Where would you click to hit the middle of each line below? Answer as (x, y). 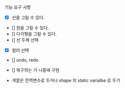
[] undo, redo (25, 60)
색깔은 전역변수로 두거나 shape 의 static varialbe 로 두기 (66, 80)
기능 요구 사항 (18, 7)
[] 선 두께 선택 (25, 40)
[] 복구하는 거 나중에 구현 (36, 70)
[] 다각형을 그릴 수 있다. (34, 34)
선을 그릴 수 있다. (28, 18)
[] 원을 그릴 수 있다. (30, 28)
